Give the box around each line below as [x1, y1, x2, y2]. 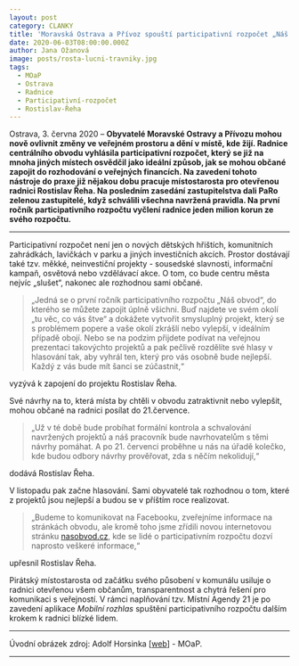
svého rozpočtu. [9, 214, 71, 225]
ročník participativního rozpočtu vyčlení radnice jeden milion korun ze [9, 204, 274, 215]
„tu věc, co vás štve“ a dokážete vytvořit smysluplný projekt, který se [30, 314, 285, 325]
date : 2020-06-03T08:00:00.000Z [9, 37, 129, 47]
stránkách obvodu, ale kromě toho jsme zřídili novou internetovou [30, 522, 271, 532]
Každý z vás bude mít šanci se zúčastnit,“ [30, 361, 185, 372]
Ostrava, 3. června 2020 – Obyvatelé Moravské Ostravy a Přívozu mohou [9, 128, 282, 139]
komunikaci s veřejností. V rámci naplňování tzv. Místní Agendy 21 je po [9, 594, 271, 604]
